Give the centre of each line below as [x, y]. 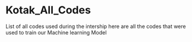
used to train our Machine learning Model [56, 32]
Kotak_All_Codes [48, 10]
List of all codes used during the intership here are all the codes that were [96, 26]
